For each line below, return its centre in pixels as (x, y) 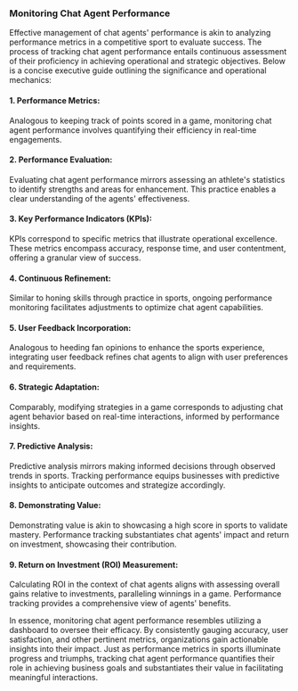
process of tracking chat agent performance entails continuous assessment (148, 52)
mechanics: (30, 80)
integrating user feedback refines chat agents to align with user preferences (149, 357)
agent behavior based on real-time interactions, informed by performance (145, 416)
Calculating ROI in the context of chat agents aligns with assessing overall (145, 584)
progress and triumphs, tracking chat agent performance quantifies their (142, 659)
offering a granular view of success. (75, 258)
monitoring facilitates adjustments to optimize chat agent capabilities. (137, 308)
